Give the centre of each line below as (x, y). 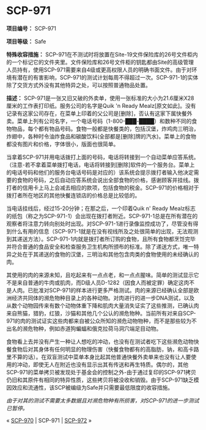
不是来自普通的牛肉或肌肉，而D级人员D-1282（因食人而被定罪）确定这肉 (98, 282)
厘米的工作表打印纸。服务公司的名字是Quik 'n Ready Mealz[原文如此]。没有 (101, 105)
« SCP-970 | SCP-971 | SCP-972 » (49, 420)
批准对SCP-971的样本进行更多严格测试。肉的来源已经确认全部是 (113, 290)
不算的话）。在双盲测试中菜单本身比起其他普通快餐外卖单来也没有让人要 (101, 356)
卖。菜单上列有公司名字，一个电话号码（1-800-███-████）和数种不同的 (99, 121)
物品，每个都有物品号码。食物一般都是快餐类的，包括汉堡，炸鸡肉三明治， (105, 129)
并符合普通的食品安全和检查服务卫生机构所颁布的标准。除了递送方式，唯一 (100, 246)
